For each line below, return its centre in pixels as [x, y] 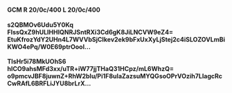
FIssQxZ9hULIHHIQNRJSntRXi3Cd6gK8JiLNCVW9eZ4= [90, 32]
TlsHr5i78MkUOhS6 [37, 61]
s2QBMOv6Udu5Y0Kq [41, 25]
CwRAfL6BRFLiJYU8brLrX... [49, 83]
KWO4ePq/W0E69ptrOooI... [49, 47]
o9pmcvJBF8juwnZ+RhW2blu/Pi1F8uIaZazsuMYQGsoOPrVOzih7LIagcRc [115, 76]
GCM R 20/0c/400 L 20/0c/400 [54, 10]
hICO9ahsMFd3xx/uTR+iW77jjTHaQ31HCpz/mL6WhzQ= [91, 69]
